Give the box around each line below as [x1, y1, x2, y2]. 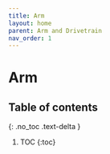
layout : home [8, 19, 52, 27]
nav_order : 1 [8, 34, 52, 43]
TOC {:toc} [19, 137, 56, 147]
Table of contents [8, 100, 98, 114]
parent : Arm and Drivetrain [8, 26, 103, 34]
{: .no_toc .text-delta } [8, 122, 81, 132]
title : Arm [8, 11, 45, 20]
